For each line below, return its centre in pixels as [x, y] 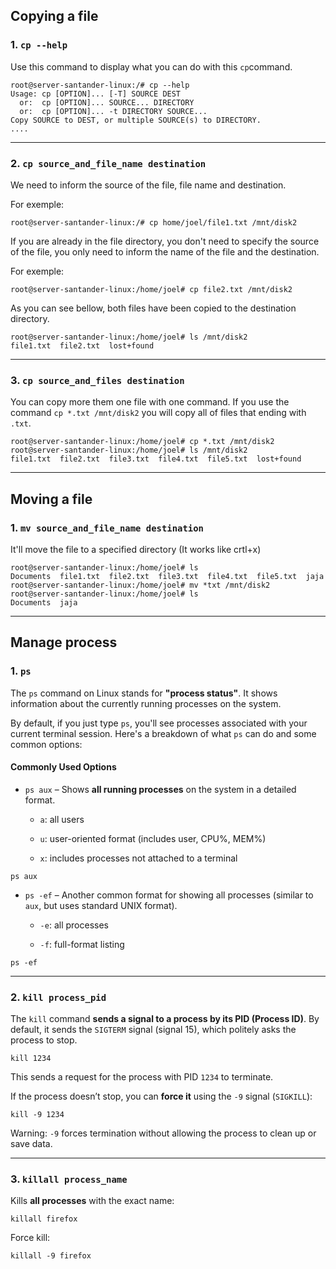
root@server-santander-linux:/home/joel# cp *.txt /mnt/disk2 [142, 442]
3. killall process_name [69, 1179]
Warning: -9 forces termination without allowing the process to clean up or [163, 1133]
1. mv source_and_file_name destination [107, 527]
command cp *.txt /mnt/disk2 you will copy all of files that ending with [158, 413]
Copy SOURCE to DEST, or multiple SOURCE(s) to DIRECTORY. [136, 120]
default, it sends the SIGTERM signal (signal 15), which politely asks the [153, 1030]
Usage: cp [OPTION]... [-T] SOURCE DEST [96, 94]
